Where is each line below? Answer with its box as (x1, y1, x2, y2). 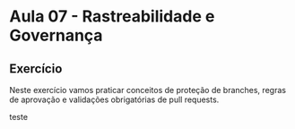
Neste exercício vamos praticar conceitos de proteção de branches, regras (9, 85, 287, 95)
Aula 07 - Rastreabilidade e (9, 6, 215, 27)
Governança (9, 25, 103, 46)
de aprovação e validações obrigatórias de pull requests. (9, 94, 220, 105)
